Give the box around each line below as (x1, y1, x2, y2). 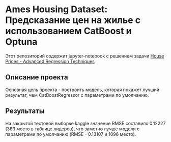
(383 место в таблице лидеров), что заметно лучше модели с (5, 126, 140, 132)
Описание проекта (5, 73, 68, 82)
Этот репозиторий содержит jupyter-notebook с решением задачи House (5, 52, 164, 59)
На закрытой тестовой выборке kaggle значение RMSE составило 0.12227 (5, 120, 166, 126)
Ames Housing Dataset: (5, 4, 108, 15)
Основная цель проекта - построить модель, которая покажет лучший (5, 87, 159, 93)
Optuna (5, 36, 38, 48)
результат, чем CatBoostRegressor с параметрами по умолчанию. (5, 92, 149, 98)
